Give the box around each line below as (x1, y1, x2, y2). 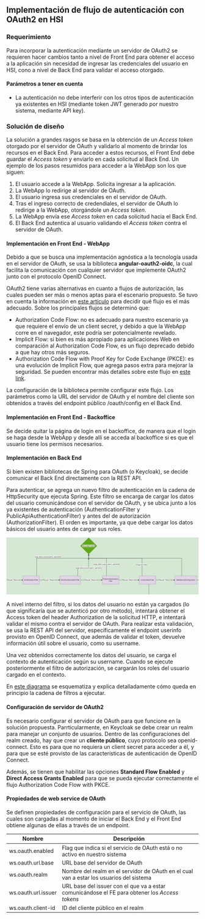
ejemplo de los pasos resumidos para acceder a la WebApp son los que (6, 162, 187, 169)
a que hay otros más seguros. (15, 349, 90, 356)
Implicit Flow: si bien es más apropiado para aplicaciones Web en (15, 336, 180, 343)
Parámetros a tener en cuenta (6, 80, 84, 87)
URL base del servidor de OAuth (62, 859, 143, 866)
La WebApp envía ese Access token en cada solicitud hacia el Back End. (15, 213, 198, 220)
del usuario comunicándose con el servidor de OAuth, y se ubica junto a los (6, 499, 196, 507)
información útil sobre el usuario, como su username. (6, 639, 140, 647)
